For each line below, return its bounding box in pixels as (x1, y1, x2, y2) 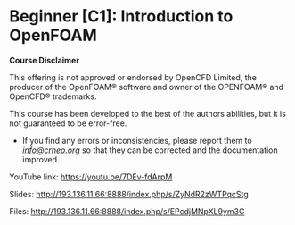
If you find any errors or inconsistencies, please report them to (21, 135, 252, 146)
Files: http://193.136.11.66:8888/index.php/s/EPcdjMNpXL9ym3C (9, 205, 245, 216)
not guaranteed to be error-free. (9, 118, 127, 129)
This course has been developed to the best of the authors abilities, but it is (9, 108, 287, 119)
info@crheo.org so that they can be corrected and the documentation (21, 145, 278, 155)
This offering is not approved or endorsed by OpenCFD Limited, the (9, 71, 257, 82)
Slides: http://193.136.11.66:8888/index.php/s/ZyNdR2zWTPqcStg (9, 188, 250, 199)
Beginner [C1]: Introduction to (9, 6, 234, 27)
